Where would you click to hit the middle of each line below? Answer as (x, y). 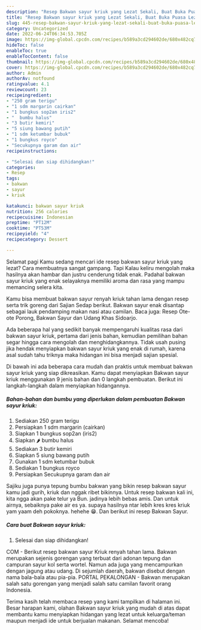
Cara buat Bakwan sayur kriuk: (46, 525)
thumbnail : (20, 62)
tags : (13, 178)
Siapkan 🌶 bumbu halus (44, 440)
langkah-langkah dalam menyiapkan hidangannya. (68, 385)
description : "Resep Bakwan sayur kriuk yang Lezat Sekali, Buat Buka (96, 12)
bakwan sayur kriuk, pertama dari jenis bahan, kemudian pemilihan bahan (97, 335)
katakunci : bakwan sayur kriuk (45, 206)
